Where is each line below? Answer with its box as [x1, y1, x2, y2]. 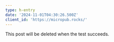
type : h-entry [5, 7, 36, 13]
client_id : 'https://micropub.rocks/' [5, 17, 88, 22]
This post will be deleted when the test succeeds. [5, 31, 109, 37]
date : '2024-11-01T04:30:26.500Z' [5, 12, 79, 17]
